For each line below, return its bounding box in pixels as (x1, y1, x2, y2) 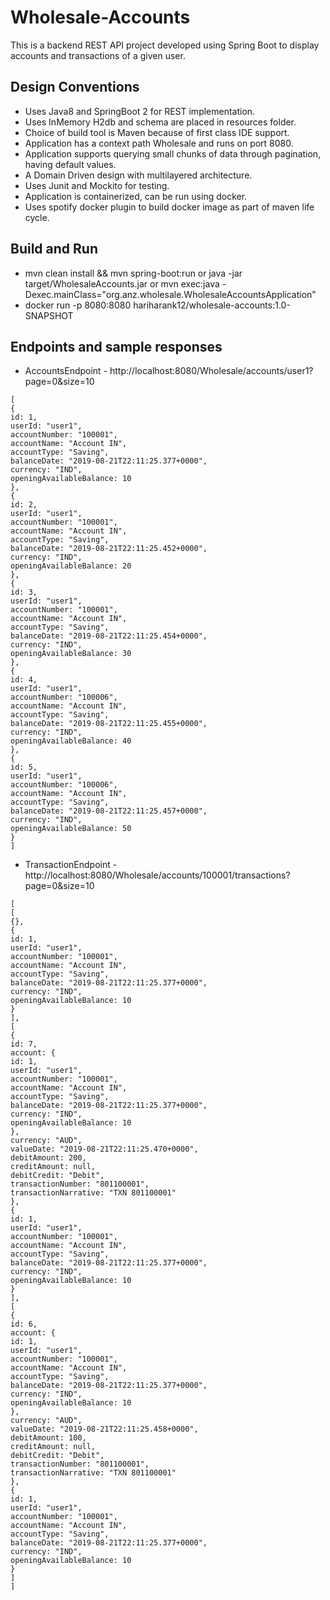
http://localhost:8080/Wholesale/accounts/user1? (109, 365, 314, 377)
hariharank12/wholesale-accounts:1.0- (133, 299, 291, 311)
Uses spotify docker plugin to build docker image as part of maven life (24, 201, 315, 213)
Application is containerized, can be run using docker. (24, 190, 248, 202)
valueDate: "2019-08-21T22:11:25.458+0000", (10, 1424, 199, 1435)
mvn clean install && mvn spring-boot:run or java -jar (24, 267, 243, 279)
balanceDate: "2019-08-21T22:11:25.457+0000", (10, 806, 208, 816)
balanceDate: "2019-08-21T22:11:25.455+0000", (10, 719, 208, 729)
